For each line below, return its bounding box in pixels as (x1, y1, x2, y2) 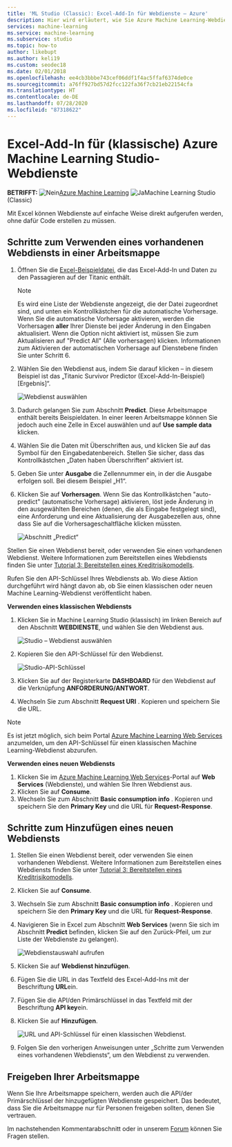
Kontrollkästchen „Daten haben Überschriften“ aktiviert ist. (17, 456, 184, 464)
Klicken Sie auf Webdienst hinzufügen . (17, 962, 130, 970)
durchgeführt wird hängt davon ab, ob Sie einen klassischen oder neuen (7, 581, 213, 590)
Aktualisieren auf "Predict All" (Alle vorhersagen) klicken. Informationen (17, 336, 221, 345)
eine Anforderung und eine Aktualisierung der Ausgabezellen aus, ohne (17, 512, 221, 520)
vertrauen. (7, 1111, 37, 1119)
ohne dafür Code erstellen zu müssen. (7, 216, 116, 224)
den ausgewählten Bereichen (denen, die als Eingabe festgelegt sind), (17, 505, 217, 513)
